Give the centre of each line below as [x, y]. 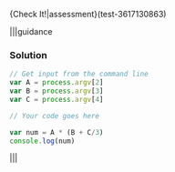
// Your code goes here [55, 116]
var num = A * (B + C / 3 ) [57, 132]
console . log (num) [42, 141]
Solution [29, 55]
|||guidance [31, 31]
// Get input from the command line [79, 74]
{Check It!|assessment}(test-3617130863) [88, 14]
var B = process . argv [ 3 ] [57, 91]
